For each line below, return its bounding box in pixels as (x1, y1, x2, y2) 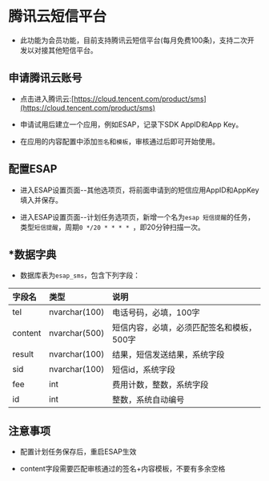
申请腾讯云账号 (8, 71, 82, 85)
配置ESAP (8, 162, 58, 176)
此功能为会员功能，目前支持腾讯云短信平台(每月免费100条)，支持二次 (19, 35, 248, 45)
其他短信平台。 (47, 45, 98, 55)
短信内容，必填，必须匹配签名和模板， (111, 322, 257, 333)
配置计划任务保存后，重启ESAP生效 (19, 447, 137, 457)
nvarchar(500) (49, 328, 105, 339)
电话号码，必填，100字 (111, 307, 200, 318)
